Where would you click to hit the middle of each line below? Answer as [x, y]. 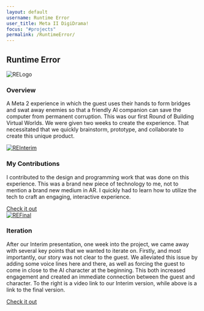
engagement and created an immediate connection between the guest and [100, 277]
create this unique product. [40, 136]
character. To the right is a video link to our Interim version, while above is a [102, 283]
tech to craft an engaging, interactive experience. [69, 197]
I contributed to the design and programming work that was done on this [98, 177]
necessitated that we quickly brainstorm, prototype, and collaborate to [95, 130]
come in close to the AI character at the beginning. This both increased [96, 270]
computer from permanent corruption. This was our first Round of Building [100, 116]
